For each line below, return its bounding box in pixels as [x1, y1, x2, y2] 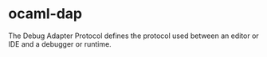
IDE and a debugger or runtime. [8, 39, 112, 48]
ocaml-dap [8, 5, 82, 23]
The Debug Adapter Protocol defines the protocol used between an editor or [8, 31, 259, 40]
